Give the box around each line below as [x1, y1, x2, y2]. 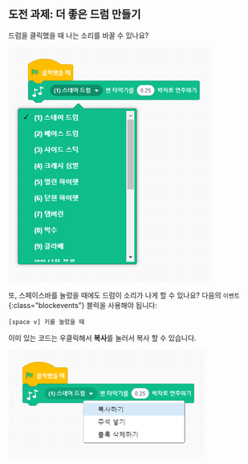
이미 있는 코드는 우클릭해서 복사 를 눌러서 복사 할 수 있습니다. [8, 333, 197, 343]
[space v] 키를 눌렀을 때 [8, 318, 85, 326]
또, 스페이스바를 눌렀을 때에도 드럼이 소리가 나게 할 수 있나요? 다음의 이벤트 [8, 290, 240, 300]
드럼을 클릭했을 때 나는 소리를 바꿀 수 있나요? [8, 31, 149, 40]
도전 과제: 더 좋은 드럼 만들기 [8, 7, 141, 22]
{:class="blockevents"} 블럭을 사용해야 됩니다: [8, 300, 158, 310]
